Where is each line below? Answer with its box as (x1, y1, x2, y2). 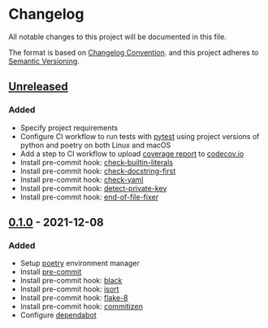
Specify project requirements (19, 123, 119, 133)
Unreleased (8, 80, 69, 94)
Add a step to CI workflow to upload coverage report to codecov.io (19, 148, 244, 159)
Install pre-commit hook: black (19, 276, 123, 286)
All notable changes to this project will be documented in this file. (8, 32, 227, 42)
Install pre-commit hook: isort (19, 284, 119, 294)
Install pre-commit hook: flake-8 (19, 293, 128, 303)
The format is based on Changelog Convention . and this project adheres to (8, 47, 259, 57)
